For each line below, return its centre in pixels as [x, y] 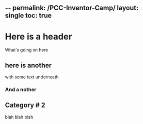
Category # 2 [25, 105]
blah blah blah [19, 117]
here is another [28, 65]
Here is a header [39, 36]
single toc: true [28, 16]
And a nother [21, 89]
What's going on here [27, 50]
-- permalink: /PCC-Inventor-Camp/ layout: [72, 8]
